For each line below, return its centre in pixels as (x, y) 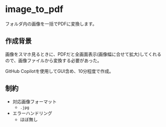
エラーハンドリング (32, 113)
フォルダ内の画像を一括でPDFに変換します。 (51, 24)
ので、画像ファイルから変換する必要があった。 (53, 60)
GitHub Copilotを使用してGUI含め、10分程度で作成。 (59, 71)
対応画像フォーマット (34, 101)
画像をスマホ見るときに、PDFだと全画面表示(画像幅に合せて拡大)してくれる (83, 54)
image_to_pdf (34, 9)
